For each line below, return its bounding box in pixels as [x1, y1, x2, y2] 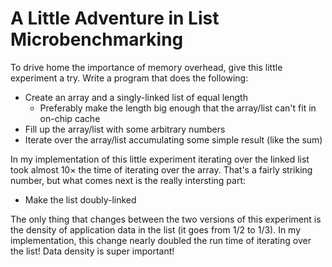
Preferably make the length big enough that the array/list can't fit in [39, 102, 317, 114]
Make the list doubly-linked [24, 193, 137, 206]
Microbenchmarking [10, 28, 184, 51]
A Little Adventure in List [10, 7, 220, 30]
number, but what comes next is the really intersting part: [10, 174, 246, 186]
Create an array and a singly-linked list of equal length [24, 91, 248, 103]
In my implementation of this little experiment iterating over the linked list [10, 153, 310, 165]
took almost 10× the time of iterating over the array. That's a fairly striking [10, 163, 313, 176]
